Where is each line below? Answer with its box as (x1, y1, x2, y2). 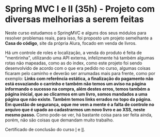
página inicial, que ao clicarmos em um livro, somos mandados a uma (5, 91, 148, 97)
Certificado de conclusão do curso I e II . (5, 126, 85, 132)
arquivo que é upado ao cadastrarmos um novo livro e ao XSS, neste (5, 106, 145, 113)
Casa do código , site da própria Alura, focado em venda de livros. (5, 40, 137, 46)
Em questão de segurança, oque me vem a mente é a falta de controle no (5, 101, 154, 107)
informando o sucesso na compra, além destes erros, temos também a (5, 86, 150, 92)
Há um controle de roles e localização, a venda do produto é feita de (5, 50, 142, 56)
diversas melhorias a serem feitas (5, 14, 144, 25)
